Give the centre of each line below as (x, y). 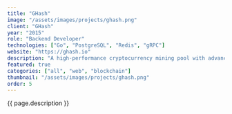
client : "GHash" (30, 26)
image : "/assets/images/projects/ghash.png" (72, 20)
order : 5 (20, 84)
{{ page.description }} (38, 103)
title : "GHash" (29, 13)
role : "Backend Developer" (46, 39)
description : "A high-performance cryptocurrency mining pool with (106, 58)
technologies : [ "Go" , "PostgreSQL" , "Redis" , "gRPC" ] (86, 45)
